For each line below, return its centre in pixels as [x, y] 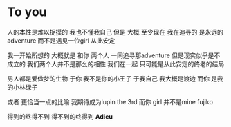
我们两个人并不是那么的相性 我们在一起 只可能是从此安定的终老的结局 [126, 63]
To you [27, 12]
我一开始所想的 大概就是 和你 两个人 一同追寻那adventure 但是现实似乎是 [111, 55]
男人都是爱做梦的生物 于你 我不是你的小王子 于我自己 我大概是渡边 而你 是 [112, 78]
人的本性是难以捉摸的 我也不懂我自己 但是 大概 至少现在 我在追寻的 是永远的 [115, 32]
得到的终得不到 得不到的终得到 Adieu [60, 116]
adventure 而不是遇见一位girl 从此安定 [61, 40]
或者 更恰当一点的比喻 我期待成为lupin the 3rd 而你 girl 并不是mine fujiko [110, 101]
